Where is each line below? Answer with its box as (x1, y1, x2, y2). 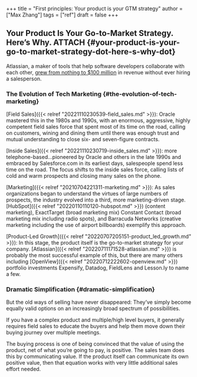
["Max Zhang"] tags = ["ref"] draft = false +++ (6, 11, 119, 18)
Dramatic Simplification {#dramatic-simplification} (6, 285, 155, 294)
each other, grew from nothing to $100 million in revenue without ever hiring (6, 69, 191, 76)
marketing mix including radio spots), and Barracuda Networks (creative (6, 215, 182, 222)
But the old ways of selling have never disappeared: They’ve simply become (6, 298, 192, 306)
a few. (6, 271, 21, 278)
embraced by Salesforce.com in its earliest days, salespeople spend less (6, 160, 183, 167)
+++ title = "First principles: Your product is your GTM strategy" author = (6, 5, 183, 12)
